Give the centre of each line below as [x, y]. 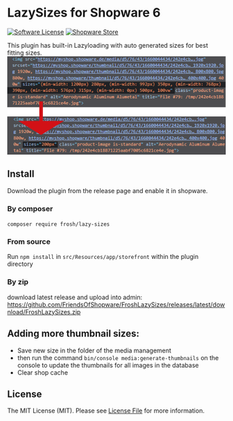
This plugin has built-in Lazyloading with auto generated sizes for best [107, 45]
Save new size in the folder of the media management [94, 350]
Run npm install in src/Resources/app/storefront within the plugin [103, 257]
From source [29, 242]
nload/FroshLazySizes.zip [44, 312]
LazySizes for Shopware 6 [84, 13]
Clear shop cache [42, 373]
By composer [30, 208]
